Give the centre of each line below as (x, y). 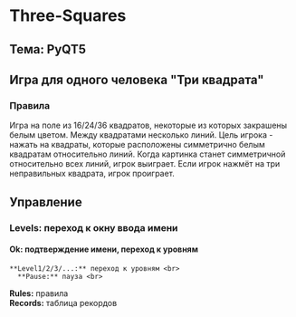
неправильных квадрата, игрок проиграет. (92, 174)
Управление (46, 202)
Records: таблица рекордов (63, 303)
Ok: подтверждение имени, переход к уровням (104, 249)
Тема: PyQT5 (48, 49)
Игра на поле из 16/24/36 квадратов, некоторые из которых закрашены (148, 125)
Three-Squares (68, 16)
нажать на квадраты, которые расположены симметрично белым (137, 145)
